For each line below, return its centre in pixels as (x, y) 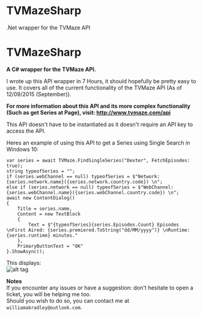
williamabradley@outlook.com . (44, 307)
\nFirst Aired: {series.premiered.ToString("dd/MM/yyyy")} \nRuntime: (98, 230)
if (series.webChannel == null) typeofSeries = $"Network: (83, 176)
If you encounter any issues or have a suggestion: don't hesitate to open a (100, 288)
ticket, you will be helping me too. (49, 294)
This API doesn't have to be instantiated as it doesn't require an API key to (100, 124)
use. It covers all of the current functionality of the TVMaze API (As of (94, 88)
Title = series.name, (45, 209)
